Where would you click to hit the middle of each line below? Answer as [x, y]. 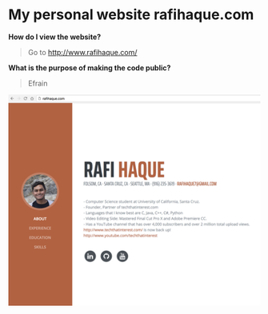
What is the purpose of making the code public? [90, 68]
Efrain [38, 83]
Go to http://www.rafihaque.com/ [82, 52]
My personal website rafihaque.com [131, 15]
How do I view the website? [55, 37]
